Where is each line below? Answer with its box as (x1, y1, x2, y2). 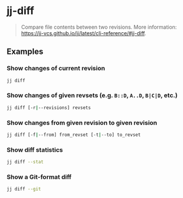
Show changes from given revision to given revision (6, 118, 158, 127)
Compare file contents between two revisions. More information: (21, 23, 177, 30)
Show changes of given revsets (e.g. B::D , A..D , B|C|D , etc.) (6, 91, 178, 100)
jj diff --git (6, 186, 42, 192)
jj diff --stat (6, 159, 44, 165)
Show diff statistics (6, 145, 63, 153)
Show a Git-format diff (6, 173, 72, 181)
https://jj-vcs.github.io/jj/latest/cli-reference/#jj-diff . (21, 29, 146, 36)
